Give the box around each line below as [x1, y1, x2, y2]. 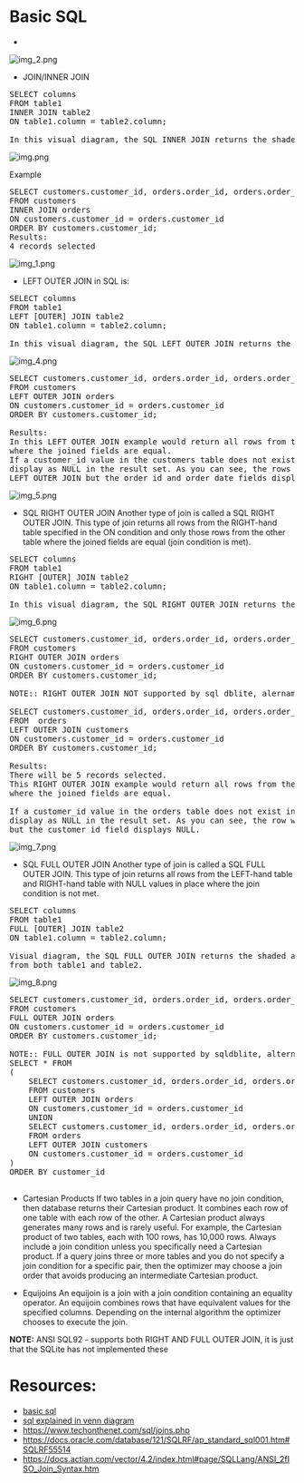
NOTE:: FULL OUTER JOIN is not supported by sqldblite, [9, 1049, 262, 1059]
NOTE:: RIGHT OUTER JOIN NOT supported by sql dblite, [9, 688, 258, 698]
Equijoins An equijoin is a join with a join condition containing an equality [22, 1287, 293, 1298]
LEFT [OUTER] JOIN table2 [9, 311, 125, 321]
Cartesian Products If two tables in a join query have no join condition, [22, 1193, 284, 1204]
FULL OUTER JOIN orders [9, 1012, 115, 1022]
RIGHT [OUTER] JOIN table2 [9, 571, 129, 582]
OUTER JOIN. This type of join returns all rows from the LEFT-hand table [22, 868, 293, 879]
